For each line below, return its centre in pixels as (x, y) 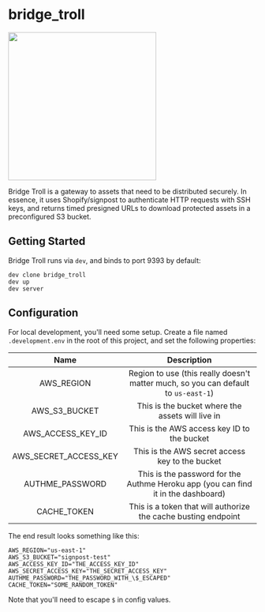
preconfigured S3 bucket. (50, 216)
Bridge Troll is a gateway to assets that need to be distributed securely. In (127, 191)
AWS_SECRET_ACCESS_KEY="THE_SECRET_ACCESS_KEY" (88, 571)
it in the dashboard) (190, 494)
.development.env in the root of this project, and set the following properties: (132, 340)
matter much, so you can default (190, 383)
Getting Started (47, 241)
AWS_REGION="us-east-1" (47, 550)
